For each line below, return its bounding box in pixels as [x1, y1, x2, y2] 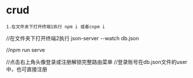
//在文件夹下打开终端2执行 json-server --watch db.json [6, 34, 139, 41]
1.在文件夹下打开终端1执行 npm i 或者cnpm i [6, 24, 106, 30]
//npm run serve [6, 46, 45, 53]
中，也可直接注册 [6, 65, 48, 73]
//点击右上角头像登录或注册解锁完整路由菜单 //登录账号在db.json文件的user [6, 58, 188, 65]
